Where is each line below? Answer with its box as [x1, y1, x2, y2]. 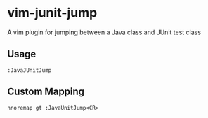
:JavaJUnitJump [7, 66, 52, 74]
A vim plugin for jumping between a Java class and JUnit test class [7, 28, 202, 36]
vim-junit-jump [7, 5, 98, 21]
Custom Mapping [7, 86, 85, 98]
